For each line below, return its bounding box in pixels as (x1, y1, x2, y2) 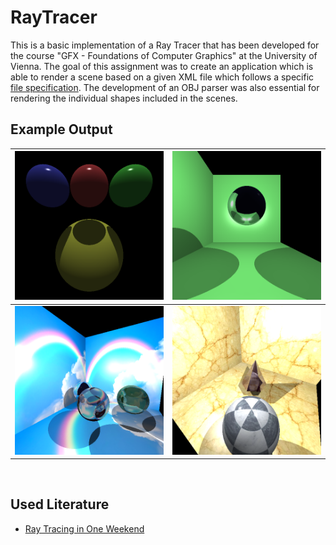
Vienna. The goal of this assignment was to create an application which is (10, 60, 314, 72)
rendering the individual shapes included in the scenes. (10, 92, 238, 104)
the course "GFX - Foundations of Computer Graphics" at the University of (10, 49, 318, 61)
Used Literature (10, 496, 110, 513)
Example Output (10, 121, 113, 138)
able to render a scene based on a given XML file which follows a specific (10, 71, 315, 83)
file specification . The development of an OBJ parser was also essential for (10, 81, 320, 93)
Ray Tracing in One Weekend (24, 522, 145, 535)
